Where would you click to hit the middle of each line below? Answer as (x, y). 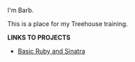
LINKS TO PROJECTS (39, 37)
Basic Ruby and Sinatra (51, 51)
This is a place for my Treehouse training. (68, 24)
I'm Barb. (20, 10)
